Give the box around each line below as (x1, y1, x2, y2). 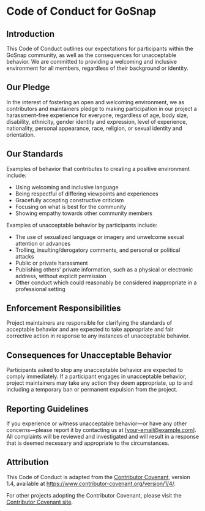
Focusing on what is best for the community (15, 203, 127, 210)
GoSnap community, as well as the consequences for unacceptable (6, 51, 176, 59)
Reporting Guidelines (6, 403, 89, 414)
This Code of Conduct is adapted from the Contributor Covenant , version (6, 473, 191, 480)
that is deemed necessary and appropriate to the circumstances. (6, 439, 170, 447)
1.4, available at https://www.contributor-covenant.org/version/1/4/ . (6, 480, 176, 487)
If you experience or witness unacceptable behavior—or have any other (6, 420, 187, 427)
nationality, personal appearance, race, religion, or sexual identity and (6, 124, 182, 132)
